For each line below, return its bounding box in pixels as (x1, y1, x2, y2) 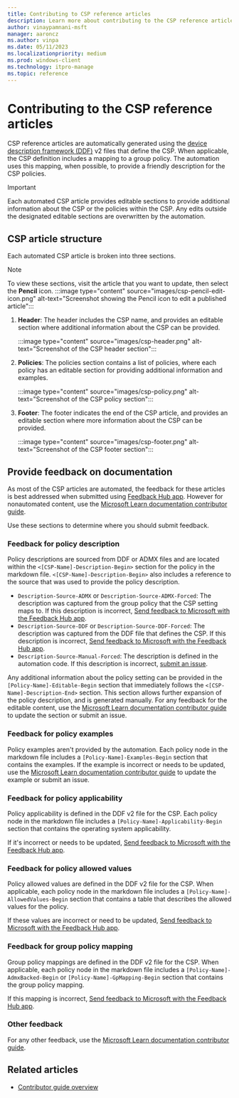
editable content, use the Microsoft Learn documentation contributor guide (7, 704, 227, 712)
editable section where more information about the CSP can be (17, 416, 203, 425)
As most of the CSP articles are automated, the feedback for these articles (7, 485, 225, 493)
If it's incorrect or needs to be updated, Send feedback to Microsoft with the (7, 838, 231, 847)
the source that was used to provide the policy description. (7, 578, 180, 586)
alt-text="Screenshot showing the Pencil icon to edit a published (37, 295, 227, 303)
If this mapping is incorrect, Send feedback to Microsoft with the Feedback (7, 994, 227, 1003)
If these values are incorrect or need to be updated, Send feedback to (7, 916, 212, 925)
